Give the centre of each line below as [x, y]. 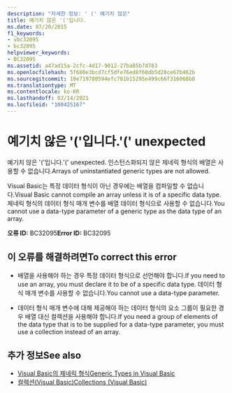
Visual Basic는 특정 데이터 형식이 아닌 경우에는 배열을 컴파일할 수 [96, 185]
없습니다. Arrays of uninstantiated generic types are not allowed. [119, 171]
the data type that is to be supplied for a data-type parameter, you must [121, 324]
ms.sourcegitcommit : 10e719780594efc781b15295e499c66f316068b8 [101, 79]
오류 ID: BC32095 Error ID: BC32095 [59, 233]
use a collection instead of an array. [69, 331]
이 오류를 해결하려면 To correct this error [92, 257]
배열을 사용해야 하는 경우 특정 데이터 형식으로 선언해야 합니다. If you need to [121, 275]
